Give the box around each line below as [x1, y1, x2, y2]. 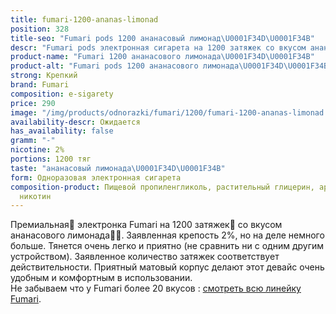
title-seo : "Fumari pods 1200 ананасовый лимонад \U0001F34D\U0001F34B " [10, 33, 315, 43]
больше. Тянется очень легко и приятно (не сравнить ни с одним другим [10, 240, 325, 252]
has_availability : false [10, 126, 114, 136]
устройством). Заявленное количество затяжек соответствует [10, 251, 280, 263]
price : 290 [10, 98, 56, 108]
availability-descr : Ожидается [10, 117, 141, 127]
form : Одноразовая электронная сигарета [10, 172, 182, 183]
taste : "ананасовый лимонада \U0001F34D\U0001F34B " [10, 163, 226, 173]
